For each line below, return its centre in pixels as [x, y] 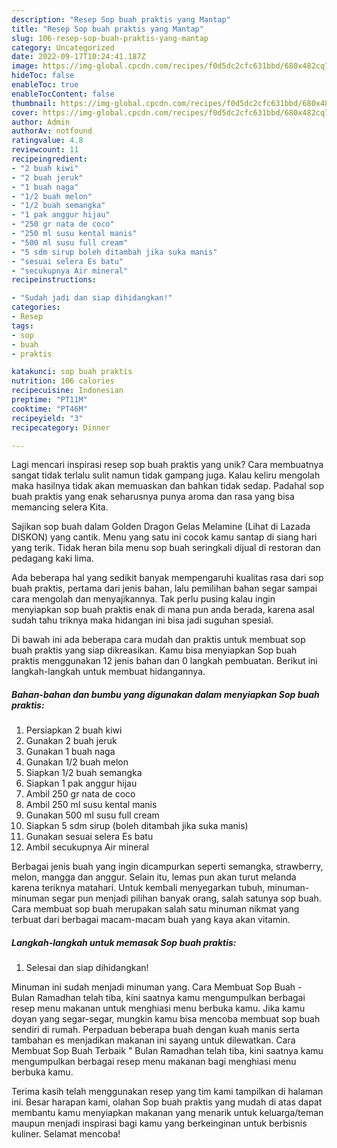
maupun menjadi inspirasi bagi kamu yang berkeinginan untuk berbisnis [159, 1123]
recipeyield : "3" [47, 418]
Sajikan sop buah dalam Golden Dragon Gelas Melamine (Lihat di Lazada [161, 527]
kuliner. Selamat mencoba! [66, 1134]
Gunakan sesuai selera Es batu [89, 837]
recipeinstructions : [54, 280]
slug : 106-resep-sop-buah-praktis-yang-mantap [110, 38]
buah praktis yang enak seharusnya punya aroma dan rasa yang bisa [153, 497]
